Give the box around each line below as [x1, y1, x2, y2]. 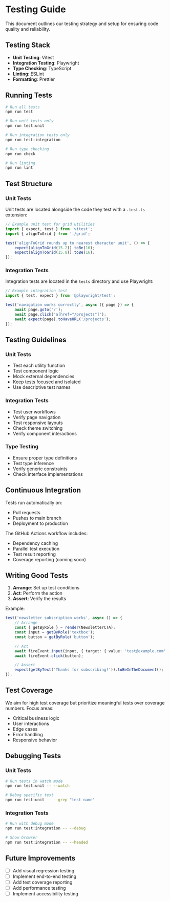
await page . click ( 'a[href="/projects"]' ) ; [14, 312, 107, 317]
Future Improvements [5, 854, 76, 863]
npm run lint [5, 165, 33, 170]
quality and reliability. [5, 26, 50, 32]
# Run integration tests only [5, 133, 70, 138]
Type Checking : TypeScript [12, 65, 72, 71]
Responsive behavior [12, 737, 57, 743]
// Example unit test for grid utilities [5, 222, 95, 227]
